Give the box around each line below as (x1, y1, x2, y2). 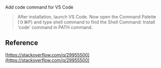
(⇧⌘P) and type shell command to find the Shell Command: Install (17, 19, 155, 25)
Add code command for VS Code (5, 4, 73, 10)
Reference (5, 39, 38, 47)
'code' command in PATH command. (17, 24, 93, 30)
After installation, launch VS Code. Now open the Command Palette (17, 14, 156, 19)
